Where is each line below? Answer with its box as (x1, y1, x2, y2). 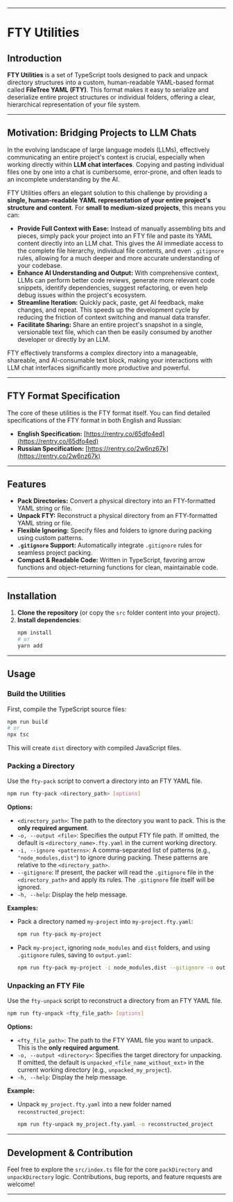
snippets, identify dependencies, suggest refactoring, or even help (17, 283, 208, 292)
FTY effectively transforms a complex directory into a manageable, (7, 349, 198, 357)
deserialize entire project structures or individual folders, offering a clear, (7, 93, 216, 101)
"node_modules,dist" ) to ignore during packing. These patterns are (17, 853, 209, 862)
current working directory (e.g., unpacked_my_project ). (17, 1066, 172, 1074)
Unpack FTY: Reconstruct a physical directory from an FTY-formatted (17, 512, 218, 520)
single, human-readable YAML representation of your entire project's (7, 196, 212, 204)
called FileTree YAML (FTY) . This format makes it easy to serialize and (7, 86, 209, 94)
